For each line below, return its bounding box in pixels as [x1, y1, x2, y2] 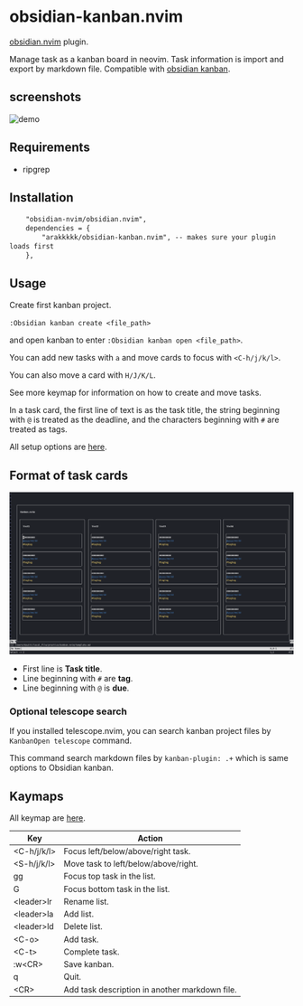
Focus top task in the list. [63, 870, 156, 882]
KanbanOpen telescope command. [9, 735, 133, 747]
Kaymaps [9, 788, 64, 804]
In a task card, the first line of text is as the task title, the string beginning [9, 405, 280, 416]
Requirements [9, 140, 90, 155]
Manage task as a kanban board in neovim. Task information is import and [9, 53, 284, 64]
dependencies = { [25, 224, 91, 233]
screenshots [9, 89, 82, 105]
